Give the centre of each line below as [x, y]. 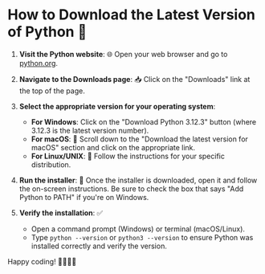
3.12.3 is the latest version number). [90, 130]
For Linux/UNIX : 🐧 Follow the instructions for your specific [128, 156]
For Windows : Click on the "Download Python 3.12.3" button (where [144, 121]
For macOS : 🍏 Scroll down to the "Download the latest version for [139, 139]
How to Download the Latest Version [132, 15]
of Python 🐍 [47, 32]
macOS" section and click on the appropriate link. [113, 147]
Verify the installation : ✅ [61, 213]
